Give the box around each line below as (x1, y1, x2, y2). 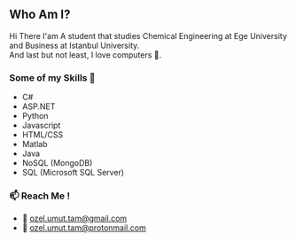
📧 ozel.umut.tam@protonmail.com (21, 222, 146, 233)
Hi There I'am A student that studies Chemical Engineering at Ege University (9, 30, 288, 41)
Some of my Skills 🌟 (9, 71, 96, 83)
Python (21, 111, 49, 121)
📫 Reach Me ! (9, 190, 71, 202)
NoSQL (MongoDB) (21, 158, 93, 168)
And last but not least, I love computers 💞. (9, 49, 162, 60)
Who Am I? (9, 7, 71, 22)
